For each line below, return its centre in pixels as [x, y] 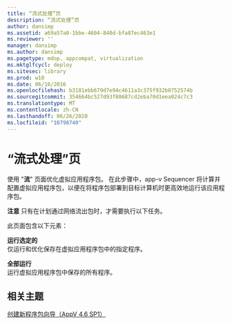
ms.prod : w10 [26, 78]
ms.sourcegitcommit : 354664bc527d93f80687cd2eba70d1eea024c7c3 [100, 97]
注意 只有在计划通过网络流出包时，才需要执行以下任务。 [87, 211]
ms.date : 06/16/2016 [37, 84]
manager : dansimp [32, 46]
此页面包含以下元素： [37, 226]
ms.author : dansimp [35, 52]
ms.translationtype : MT [41, 104]
